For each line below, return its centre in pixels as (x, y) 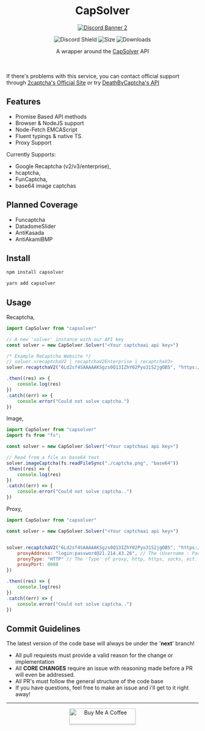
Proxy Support (33, 142)
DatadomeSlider (35, 226)
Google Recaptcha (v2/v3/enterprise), (63, 166)
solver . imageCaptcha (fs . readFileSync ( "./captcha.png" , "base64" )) (92, 463)
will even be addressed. (45, 675)
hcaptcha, (28, 172)
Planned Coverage (42, 205)
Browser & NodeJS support (49, 123)
